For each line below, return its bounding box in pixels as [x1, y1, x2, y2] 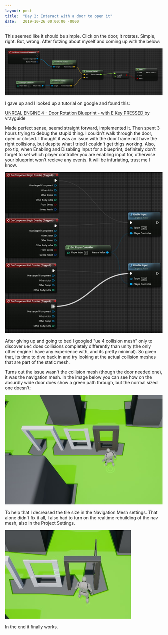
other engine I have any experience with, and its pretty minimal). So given [5, 348, 156, 354]
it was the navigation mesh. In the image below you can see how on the [5, 374, 152, 380]
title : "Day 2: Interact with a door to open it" [5, 13, 113, 19]
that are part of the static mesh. [5, 359, 70, 365]
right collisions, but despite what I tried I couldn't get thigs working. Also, [5, 141, 156, 147]
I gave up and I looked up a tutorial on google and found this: [5, 100, 130, 106]
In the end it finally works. [5, 624, 58, 630]
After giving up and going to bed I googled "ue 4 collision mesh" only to [5, 338, 153, 344]
